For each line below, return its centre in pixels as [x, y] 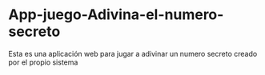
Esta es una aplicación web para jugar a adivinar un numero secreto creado [133, 53]
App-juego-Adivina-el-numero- [116, 15]
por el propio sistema [43, 62]
